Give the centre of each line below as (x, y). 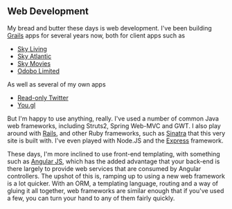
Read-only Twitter (43, 98)
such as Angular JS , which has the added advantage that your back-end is (114, 161)
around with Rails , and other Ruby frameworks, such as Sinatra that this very (116, 133)
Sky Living (32, 48)
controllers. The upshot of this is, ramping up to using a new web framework (116, 176)
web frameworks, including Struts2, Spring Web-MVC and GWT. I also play (114, 126)
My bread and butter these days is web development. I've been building (110, 28)
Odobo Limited (38, 71)
